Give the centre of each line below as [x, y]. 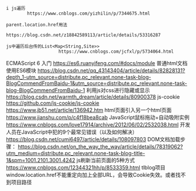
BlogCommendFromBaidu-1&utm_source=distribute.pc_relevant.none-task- [97, 83]
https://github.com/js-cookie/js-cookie [53, 103]
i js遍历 [16, 8]
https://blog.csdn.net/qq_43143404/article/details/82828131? [111, 70]
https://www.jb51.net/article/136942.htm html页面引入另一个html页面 [89, 110]
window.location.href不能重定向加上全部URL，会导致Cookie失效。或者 [91, 175]
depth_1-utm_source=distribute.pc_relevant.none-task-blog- [79, 77]
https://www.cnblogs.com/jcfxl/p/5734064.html [116, 52]
